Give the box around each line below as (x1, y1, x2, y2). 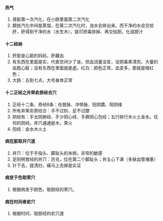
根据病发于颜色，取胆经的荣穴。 (12, 187, 77, 192)
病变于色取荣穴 (5, 175, 35, 181)
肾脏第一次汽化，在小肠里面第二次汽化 (12, 16, 90, 22)
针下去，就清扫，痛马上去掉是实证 (12, 162, 81, 168)
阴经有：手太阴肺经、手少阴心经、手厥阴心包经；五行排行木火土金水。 (12, 114, 154, 120)
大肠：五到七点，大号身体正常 (12, 77, 72, 83)
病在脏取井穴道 (5, 138, 35, 144)
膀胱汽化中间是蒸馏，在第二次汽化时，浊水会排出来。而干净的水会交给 (12, 23, 154, 29)
